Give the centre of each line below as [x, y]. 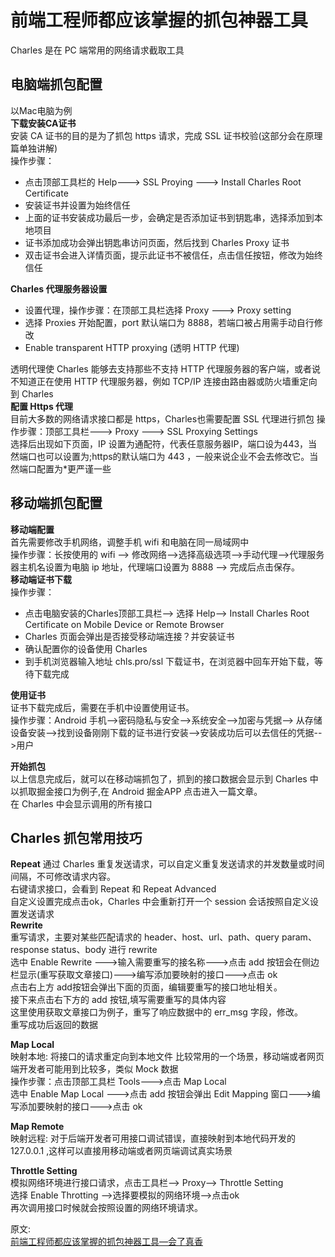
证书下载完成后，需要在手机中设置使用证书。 [102, 707]
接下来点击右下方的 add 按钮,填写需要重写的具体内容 [118, 1000]
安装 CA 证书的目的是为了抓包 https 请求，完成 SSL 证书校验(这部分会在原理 [166, 135]
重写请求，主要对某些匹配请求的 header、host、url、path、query [145, 937]
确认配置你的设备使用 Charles [86, 648]
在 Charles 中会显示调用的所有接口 [81, 803]
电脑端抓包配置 [56, 84]
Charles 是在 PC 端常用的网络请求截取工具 [97, 50]
